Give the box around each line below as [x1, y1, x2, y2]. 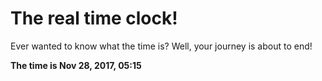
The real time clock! [10, 7, 178, 30]
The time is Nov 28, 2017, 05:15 [10, 59, 142, 71]
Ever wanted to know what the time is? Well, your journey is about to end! [10, 40, 313, 52]
